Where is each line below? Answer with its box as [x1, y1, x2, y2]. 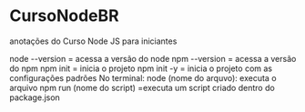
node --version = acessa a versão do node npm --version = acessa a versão [9, 53, 297, 64]
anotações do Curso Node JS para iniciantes [9, 36, 178, 46]
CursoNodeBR [9, 5, 120, 26]
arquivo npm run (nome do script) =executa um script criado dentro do [9, 82, 275, 93]
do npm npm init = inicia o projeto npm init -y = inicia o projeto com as [9, 63, 273, 74]
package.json [9, 92, 61, 103]
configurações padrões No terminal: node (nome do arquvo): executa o [9, 72, 277, 83]
